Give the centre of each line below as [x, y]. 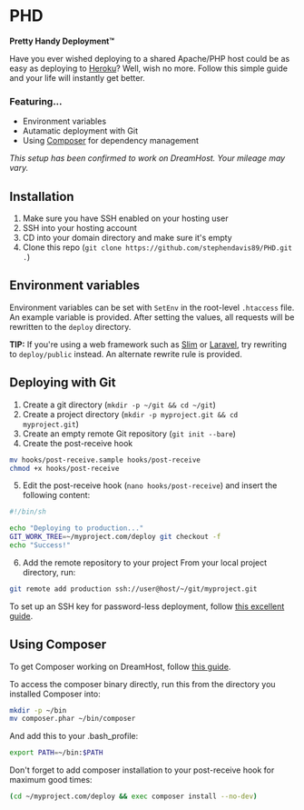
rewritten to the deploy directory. [70, 326]
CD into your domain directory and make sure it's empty [127, 238]
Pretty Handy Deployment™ [62, 41]
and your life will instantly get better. [77, 77]
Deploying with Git [63, 383]
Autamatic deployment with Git [80, 131]
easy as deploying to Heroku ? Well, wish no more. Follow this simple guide [149, 68]
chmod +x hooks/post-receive [64, 468]
